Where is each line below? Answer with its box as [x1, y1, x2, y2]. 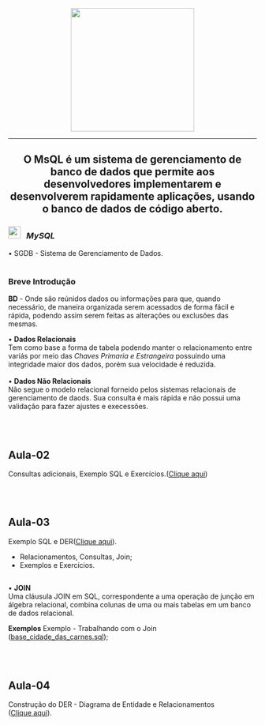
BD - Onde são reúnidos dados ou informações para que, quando [8, 294, 221, 303]
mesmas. [8, 319, 38, 329]
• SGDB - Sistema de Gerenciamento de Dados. [8, 248, 163, 257]
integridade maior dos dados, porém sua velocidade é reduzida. [8, 359, 216, 370]
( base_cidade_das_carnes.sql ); [8, 632, 109, 642]
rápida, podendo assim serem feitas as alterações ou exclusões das [8, 311, 229, 321]
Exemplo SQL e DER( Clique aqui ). [8, 536, 117, 546]
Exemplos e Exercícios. [19, 560, 95, 569]
